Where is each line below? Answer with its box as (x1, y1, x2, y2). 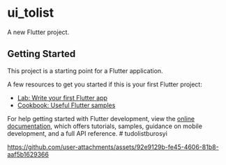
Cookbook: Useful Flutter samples (17, 101, 116, 109)
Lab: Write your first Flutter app (17, 93, 108, 102)
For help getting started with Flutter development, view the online (7, 114, 195, 123)
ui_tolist (7, 5, 54, 21)
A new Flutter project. (7, 28, 70, 36)
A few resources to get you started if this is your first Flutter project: (7, 80, 202, 88)
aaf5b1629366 (7, 150, 49, 158)
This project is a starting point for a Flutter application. (7, 66, 163, 74)
